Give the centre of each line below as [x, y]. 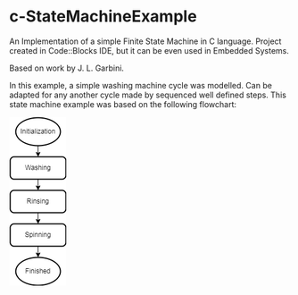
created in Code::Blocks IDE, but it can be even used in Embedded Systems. [149, 50]
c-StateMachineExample [103, 17]
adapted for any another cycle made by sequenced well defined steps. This [148, 95]
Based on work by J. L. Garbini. [67, 68]
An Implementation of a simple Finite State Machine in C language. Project [145, 41]
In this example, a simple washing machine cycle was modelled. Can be [141, 85]
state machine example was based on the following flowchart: [123, 104]
